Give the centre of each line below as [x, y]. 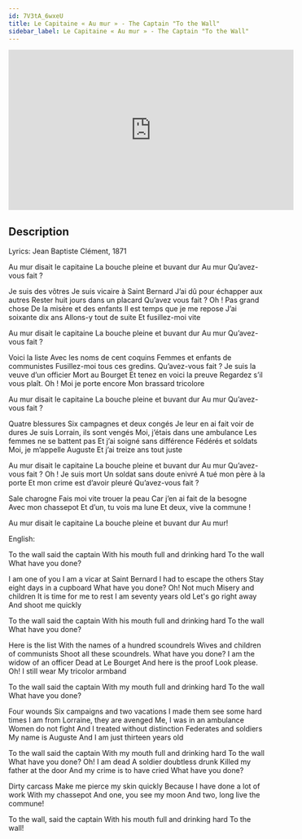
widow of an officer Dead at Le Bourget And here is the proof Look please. [133, 663]
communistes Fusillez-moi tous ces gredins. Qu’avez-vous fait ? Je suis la [132, 367]
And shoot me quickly [45, 605]
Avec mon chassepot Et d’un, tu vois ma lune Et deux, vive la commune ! [129, 507]
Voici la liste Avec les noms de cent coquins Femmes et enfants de [120, 358]
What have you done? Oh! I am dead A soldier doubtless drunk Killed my [129, 762]
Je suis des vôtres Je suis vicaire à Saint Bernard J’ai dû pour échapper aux [136, 292]
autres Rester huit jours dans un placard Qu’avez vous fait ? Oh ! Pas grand [134, 300]
